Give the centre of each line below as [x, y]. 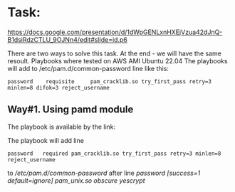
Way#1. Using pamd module [70, 110]
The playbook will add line [46, 140]
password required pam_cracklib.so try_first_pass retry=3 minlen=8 [114, 154]
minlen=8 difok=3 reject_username [59, 87]
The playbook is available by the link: [62, 127]
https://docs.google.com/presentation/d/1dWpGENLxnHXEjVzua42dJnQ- [115, 32]
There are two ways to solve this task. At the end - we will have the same [115, 53]
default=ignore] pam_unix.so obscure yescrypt [76, 180]
